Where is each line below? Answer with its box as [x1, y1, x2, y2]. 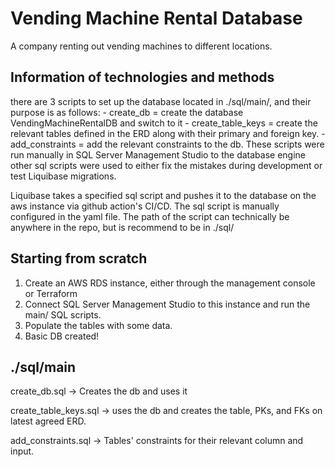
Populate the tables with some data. [24, 319, 173, 331]
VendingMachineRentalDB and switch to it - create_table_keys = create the [10, 117, 318, 129]
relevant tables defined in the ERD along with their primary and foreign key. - [10, 127, 326, 139]
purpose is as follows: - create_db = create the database [10, 106, 244, 118]
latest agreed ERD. [10, 415, 87, 427]
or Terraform [24, 287, 78, 299]
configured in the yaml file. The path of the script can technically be [10, 210, 290, 222]
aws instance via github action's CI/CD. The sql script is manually [10, 200, 280, 212]
